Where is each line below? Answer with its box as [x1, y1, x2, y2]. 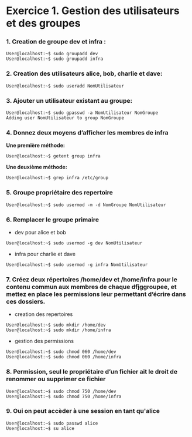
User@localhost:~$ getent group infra [6, 153, 101, 159]
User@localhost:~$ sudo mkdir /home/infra [6, 327, 111, 333]
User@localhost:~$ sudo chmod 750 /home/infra [6, 394, 122, 399]
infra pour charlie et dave [14, 250, 76, 257]
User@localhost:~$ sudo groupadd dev [6, 51, 98, 57]
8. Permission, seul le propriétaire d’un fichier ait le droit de [6, 368, 177, 376]
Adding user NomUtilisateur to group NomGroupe [6, 115, 125, 121]
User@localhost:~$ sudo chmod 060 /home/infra [6, 354, 122, 360]
